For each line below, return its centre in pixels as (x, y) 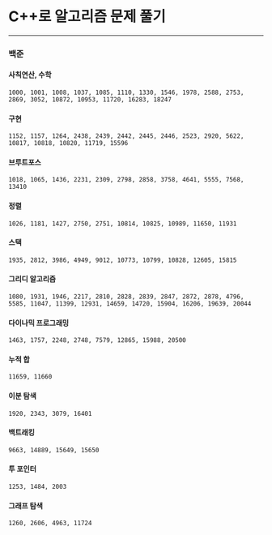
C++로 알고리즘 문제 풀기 (87, 17)
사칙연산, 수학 (30, 75)
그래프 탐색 (25, 505)
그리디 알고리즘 (32, 279)
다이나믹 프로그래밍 (39, 323)
